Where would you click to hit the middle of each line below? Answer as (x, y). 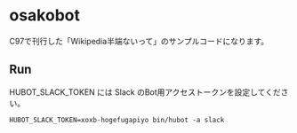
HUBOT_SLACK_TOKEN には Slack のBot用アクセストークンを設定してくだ (145, 92)
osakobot (44, 16)
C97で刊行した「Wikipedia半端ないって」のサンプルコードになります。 (139, 41)
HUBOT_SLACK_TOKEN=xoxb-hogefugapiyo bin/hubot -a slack (117, 120)
